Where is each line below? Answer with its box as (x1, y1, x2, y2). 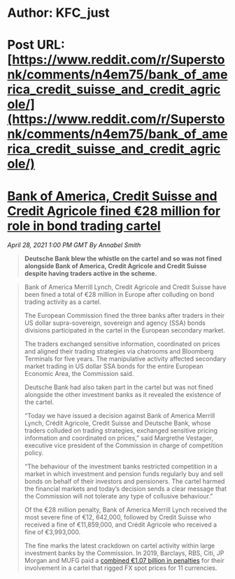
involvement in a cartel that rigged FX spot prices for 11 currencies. (24, 564, 218, 572)
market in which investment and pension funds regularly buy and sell (24, 470, 224, 478)
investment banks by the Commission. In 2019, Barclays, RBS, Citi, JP (24, 549, 225, 557)
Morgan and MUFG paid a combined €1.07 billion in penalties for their (24, 557, 225, 565)
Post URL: (7, 37, 65, 53)
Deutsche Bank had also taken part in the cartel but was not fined (24, 383, 213, 391)
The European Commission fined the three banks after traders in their (24, 312, 225, 320)
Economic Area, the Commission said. (24, 370, 134, 378)
